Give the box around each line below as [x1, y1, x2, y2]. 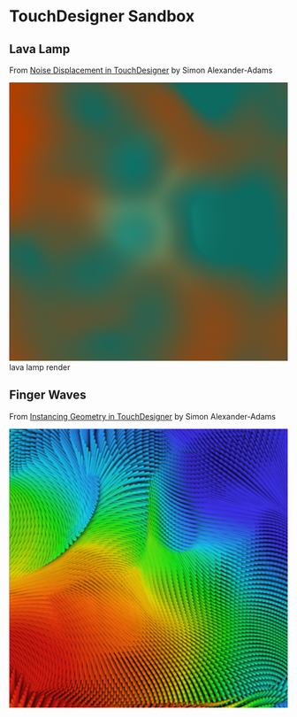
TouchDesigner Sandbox [9, 6, 195, 27]
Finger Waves [9, 388, 87, 403]
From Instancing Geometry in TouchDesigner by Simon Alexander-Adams [9, 411, 277, 421]
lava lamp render [9, 362, 71, 373]
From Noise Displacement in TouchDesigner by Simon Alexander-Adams [9, 65, 273, 75]
